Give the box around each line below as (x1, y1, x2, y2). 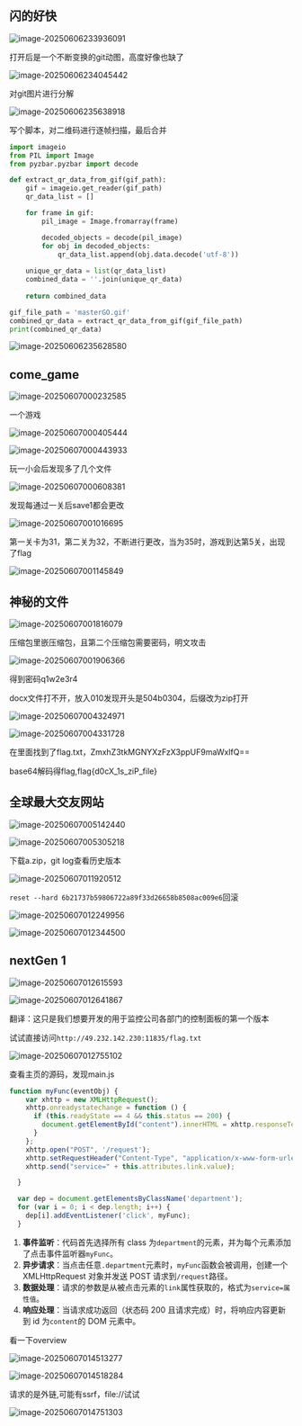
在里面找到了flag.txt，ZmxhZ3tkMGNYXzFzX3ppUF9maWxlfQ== (9, 747, 250, 758)
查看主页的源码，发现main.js (9, 1069, 115, 1080)
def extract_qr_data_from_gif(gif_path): (9, 175, 167, 184)
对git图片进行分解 (9, 88, 75, 99)
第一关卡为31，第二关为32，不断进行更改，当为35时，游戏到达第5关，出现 (9, 536, 286, 547)
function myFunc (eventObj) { (9, 1087, 119, 1096)
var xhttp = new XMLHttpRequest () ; (25, 1095, 159, 1104)
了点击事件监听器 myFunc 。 (22, 1248, 119, 1259)
